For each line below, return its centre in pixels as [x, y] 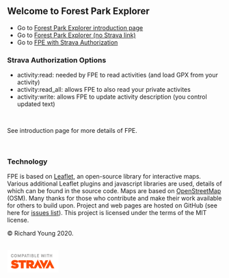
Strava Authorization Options [57, 60]
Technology [27, 162]
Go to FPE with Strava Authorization [67, 42]
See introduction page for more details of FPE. [72, 131]
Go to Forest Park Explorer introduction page [80, 27]
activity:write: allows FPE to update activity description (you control [112, 97]
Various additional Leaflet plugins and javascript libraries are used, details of [114, 184]
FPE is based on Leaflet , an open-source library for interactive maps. [104, 177]
